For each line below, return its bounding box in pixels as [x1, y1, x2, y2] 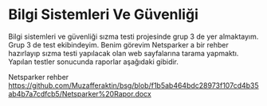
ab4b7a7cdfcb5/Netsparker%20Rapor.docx [8, 89, 151, 98]
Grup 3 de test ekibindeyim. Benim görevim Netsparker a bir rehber [8, 40, 230, 49]
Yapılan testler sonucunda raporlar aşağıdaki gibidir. [8, 57, 179, 66]
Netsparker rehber [8, 72, 69, 81]
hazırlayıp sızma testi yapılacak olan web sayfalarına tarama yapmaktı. [8, 48, 239, 58]
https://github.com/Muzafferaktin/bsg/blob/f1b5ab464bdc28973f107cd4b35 [8, 81, 259, 90]
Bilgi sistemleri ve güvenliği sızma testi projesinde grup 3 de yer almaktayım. [8, 32, 259, 41]
